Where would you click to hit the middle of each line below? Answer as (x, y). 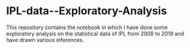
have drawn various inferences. (45, 40)
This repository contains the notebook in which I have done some (87, 27)
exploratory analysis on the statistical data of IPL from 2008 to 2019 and (95, 33)
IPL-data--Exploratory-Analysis (87, 11)
